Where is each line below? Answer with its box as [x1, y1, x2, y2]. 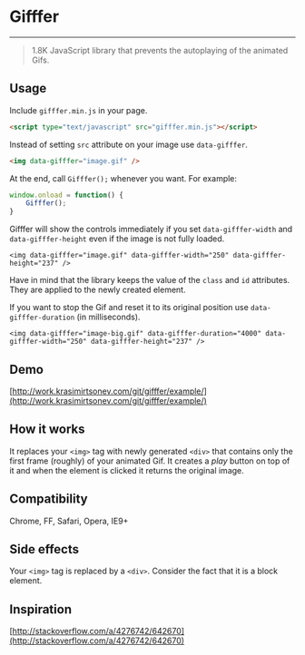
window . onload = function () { [9, 191, 124, 200]
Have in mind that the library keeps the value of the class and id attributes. [9, 275, 290, 286]
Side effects [9, 542, 80, 557]
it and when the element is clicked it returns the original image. [9, 464, 245, 475]
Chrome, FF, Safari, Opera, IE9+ [9, 515, 129, 526]
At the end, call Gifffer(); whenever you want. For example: [9, 172, 238, 183]
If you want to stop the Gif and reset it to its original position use [9, 302, 250, 313]
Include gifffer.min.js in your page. [9, 104, 148, 115]
